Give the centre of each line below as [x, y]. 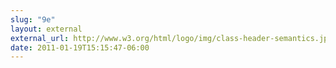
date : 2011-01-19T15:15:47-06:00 [80, 47]
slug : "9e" [33, 19]
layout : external [46, 29]
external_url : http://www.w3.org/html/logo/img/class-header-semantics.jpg [171, 38]
